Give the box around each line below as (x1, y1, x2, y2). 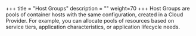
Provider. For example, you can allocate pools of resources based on (5, 17, 175, 24)
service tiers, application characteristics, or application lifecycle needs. (5, 23, 180, 30)
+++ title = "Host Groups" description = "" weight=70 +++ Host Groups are (5, 5, 190, 12)
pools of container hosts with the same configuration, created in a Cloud (5, 11, 183, 18)
